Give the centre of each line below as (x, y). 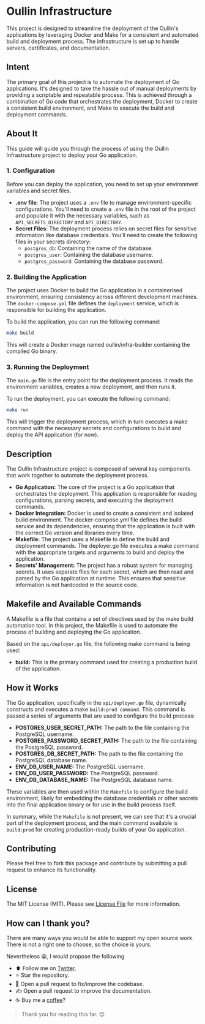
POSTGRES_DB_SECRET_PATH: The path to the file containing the (99, 753)
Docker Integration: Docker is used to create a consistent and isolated (104, 514)
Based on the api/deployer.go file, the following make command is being (98, 643)
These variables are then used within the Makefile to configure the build (97, 791)
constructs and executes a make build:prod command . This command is (96, 709)
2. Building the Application (47, 277)
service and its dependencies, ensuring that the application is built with (105, 526)
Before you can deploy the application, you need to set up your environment (102, 184)
